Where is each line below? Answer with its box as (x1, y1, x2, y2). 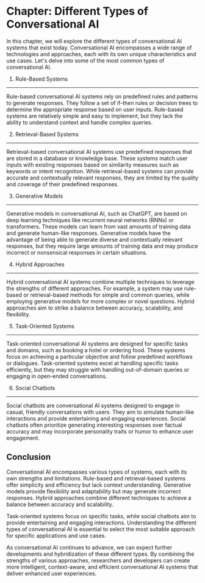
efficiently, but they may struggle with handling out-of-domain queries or (6, 366, 190, 373)
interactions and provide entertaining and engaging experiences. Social (6, 415, 186, 422)
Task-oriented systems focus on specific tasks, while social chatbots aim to (6, 512, 196, 520)
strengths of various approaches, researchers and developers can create (6, 557, 190, 564)
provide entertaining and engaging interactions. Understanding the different (6, 519, 197, 526)
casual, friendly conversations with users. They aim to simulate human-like (6, 408, 195, 416)
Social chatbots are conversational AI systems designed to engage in (6, 402, 180, 409)
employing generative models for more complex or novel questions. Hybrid (6, 297, 195, 305)
